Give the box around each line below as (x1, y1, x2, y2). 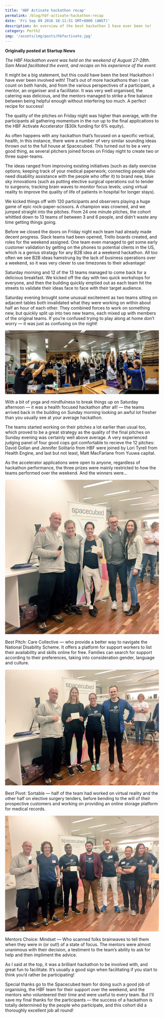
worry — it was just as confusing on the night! (5, 321, 98, 326)
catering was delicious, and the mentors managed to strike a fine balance (5, 93, 153, 98)
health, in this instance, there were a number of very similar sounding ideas (5, 138, 157, 144)
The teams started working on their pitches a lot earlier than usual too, (5, 424, 146, 430)
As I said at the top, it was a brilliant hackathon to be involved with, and (5, 961, 148, 967)
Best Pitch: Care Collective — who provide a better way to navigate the (5, 639, 148, 645)
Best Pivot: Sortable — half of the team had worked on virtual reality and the (5, 790, 158, 796)
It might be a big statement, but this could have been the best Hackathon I (5, 72, 154, 78)
